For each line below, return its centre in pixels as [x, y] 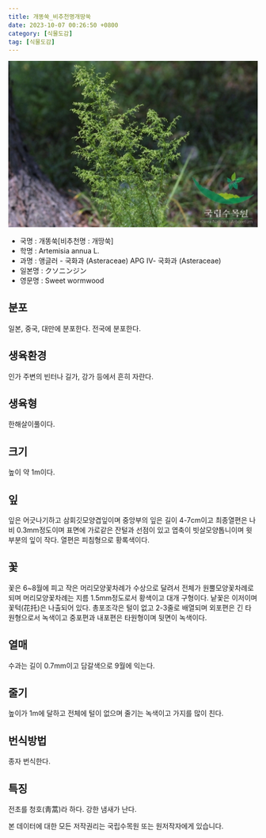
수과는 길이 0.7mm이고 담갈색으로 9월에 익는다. [82, 665]
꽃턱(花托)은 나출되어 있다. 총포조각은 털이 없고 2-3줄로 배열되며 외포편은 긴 [126, 608]
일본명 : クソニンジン [53, 270]
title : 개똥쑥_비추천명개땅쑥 [49, 17]
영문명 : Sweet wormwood [62, 280]
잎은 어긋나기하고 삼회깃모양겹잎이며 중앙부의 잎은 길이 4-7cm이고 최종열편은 [128, 520]
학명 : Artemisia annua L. [59, 250]
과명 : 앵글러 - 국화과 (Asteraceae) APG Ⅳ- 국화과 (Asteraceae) [120, 261]
